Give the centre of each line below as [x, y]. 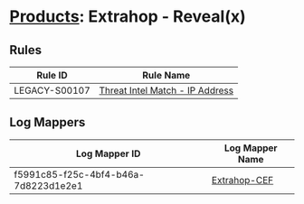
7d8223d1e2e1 [48, 185]
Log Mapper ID [108, 153]
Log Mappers [47, 122]
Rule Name [166, 75]
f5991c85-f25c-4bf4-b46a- [79, 174]
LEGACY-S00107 [52, 90]
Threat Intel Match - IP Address [166, 90]
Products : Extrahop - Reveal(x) [128, 17]
